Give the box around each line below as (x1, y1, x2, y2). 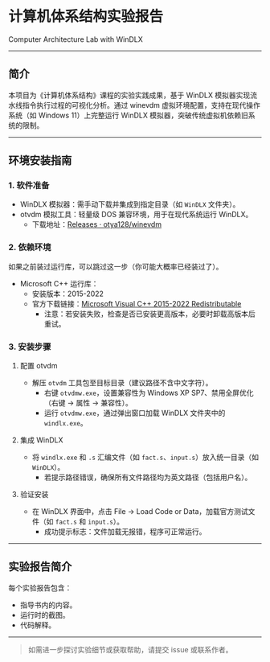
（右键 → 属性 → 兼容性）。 (43, 398, 133, 408)
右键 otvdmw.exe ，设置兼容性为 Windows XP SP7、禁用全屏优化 (43, 388, 255, 398)
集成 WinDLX (19, 435, 63, 445)
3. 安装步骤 (8, 341, 51, 352)
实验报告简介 (8, 560, 72, 574)
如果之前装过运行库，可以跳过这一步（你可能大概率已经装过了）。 (8, 261, 223, 271)
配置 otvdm (19, 361, 58, 371)
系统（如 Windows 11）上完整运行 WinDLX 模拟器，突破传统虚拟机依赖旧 (8, 110, 249, 120)
